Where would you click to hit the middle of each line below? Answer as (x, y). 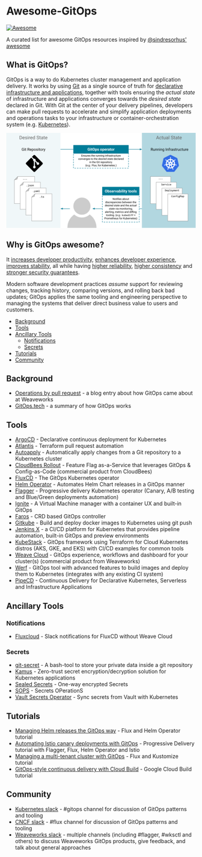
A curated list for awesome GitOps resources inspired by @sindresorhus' (96, 39)
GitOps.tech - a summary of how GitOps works (73, 406)
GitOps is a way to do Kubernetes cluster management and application (94, 79)
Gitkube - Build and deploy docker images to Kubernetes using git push (103, 523)
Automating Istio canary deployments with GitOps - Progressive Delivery (105, 743)
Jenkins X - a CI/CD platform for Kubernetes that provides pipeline (97, 529)
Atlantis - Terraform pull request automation (69, 446)
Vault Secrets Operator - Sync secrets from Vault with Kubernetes (96, 697)
